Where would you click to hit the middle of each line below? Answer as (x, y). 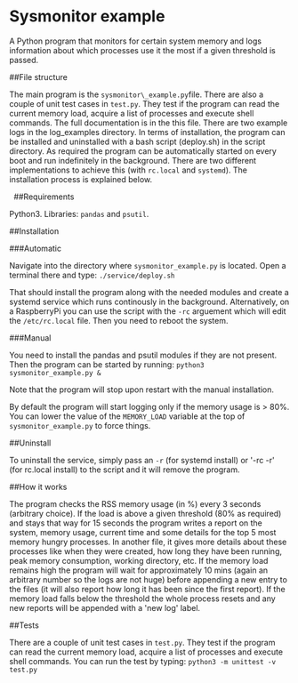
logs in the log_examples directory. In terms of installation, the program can (147, 132)
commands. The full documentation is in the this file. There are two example (149, 123)
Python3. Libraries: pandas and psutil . (79, 213)
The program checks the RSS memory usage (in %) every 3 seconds (135, 503)
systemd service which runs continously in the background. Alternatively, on (149, 301)
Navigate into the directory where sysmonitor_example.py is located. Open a (148, 265)
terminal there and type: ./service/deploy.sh (92, 275)
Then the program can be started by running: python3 (107, 364)
